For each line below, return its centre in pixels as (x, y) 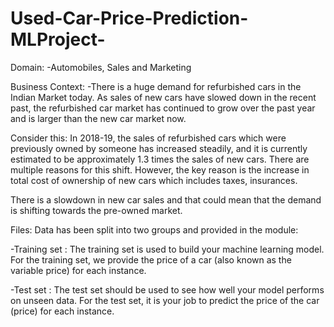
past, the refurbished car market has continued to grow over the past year (163, 108)
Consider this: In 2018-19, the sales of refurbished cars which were (148, 138)
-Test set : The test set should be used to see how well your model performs (167, 289)
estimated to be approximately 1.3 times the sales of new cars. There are (160, 159)
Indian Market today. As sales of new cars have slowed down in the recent (163, 97)
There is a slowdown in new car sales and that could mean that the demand (166, 199)
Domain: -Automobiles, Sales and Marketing (101, 67)
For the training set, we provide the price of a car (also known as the (151, 259)
